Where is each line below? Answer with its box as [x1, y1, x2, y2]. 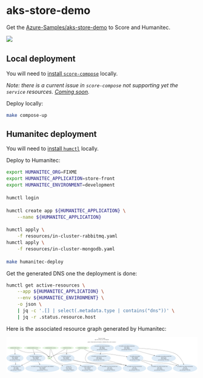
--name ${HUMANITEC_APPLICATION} [17, 214, 102, 220]
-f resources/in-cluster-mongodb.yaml [17, 246, 115, 252]
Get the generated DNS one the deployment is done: [6, 270, 138, 277]
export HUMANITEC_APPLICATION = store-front [6, 176, 115, 182]
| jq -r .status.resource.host [17, 314, 96, 320]
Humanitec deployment [6, 129, 97, 139]
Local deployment [6, 54, 76, 64]
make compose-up [6, 112, 47, 118]
